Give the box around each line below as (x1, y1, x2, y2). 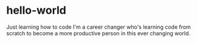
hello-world (6, 4, 67, 17)
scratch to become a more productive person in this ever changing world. (6, 29, 190, 36)
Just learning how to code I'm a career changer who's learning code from (6, 23, 192, 30)
